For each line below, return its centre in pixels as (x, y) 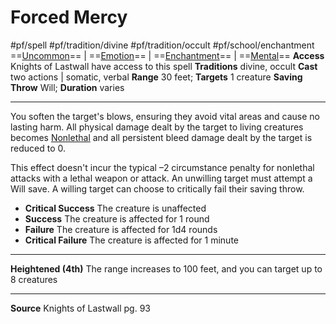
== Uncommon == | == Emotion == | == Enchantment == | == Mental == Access (167, 55)
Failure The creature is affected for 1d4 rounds (121, 229)
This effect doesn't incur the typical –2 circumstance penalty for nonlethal (162, 167)
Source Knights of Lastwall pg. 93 (81, 308)
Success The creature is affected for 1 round (117, 218)
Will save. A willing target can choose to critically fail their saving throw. (157, 188)
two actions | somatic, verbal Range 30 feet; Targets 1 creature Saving (156, 77)
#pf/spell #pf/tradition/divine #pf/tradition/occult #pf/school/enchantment (162, 45)
